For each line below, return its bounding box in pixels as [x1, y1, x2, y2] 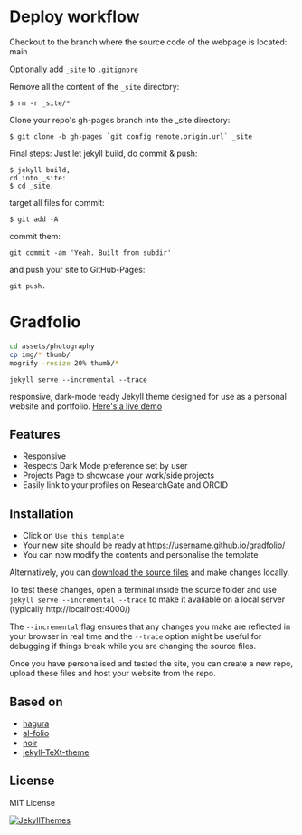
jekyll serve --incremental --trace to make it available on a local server [9, 594, 286, 605]
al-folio [22, 727, 50, 738]
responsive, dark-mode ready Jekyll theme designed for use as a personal [9, 391, 288, 402]
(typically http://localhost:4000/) [9, 604, 131, 615]
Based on [9, 694, 63, 709]
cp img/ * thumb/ [9, 350, 71, 359]
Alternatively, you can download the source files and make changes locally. [9, 567, 290, 578]
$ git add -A [9, 215, 59, 224]
